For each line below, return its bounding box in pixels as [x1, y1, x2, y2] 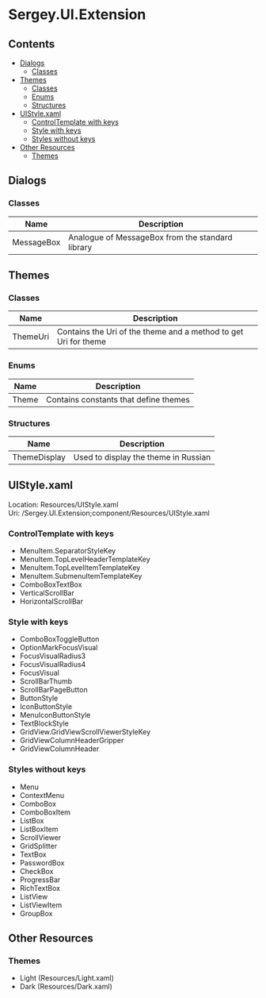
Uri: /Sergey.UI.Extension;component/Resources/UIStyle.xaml [8, 508, 210, 518]
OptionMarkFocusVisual [19, 643, 98, 653]
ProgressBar [19, 875, 61, 884]
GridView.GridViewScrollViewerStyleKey [19, 727, 151, 737]
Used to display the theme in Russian [73, 451, 211, 462]
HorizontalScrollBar [19, 597, 83, 607]
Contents [8, 37, 55, 51]
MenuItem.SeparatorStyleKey [19, 546, 116, 556]
